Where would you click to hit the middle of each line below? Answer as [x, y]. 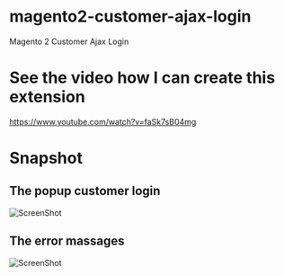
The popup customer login [85, 191]
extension [47, 97]
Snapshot [46, 158]
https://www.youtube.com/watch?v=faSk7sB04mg [103, 121]
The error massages [67, 241]
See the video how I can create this [142, 78]
